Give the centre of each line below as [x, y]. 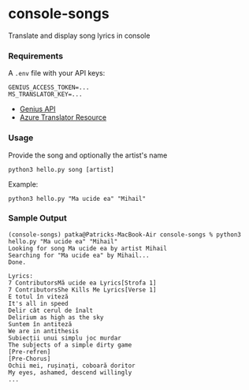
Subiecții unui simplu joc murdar [65, 338]
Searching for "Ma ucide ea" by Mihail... [79, 255]
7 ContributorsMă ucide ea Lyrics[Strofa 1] [82, 283]
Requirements [36, 56]
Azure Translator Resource [63, 117]
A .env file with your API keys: [57, 73]
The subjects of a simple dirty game [70, 345]
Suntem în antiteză [40, 324]
